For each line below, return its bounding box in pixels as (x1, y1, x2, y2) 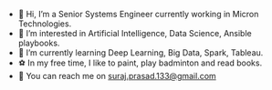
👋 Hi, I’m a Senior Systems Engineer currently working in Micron (17, 9, 259, 19)
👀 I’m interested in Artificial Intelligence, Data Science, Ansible (17, 28, 253, 38)
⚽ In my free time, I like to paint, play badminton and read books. (17, 57, 263, 68)
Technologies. (17, 18, 72, 29)
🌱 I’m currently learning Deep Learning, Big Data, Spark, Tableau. (17, 47, 264, 58)
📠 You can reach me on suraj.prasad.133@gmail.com (17, 71, 216, 81)
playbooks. (17, 37, 60, 48)
